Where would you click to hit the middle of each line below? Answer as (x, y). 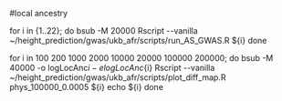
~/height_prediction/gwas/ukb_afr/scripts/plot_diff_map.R (118, 77)
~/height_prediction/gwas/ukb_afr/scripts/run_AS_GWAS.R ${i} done (138, 40)
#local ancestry (39, 13)
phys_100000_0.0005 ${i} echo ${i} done (87, 87)
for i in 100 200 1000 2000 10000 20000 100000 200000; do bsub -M (141, 58)
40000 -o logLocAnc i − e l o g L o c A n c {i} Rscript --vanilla (112, 68)
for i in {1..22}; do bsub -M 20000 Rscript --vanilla (104, 30)
